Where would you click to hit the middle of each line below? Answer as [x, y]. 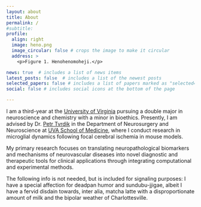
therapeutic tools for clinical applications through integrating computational [99, 161]
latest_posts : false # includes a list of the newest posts [84, 78]
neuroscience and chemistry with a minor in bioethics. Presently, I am [92, 118]
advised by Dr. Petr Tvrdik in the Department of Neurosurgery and [87, 124]
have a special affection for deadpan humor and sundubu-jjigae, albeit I [94, 185]
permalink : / [22, 23]
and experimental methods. [40, 167]
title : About [22, 17]
